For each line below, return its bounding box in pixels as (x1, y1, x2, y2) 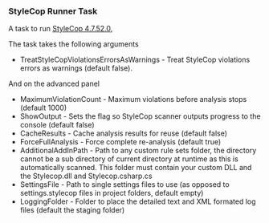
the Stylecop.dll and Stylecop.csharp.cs (19, 171, 153, 181)
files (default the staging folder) (19, 205, 125, 215)
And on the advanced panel (8, 79, 100, 89)
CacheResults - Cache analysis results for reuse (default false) (19, 128, 227, 138)
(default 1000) (19, 103, 67, 113)
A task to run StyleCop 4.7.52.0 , (8, 24, 113, 34)
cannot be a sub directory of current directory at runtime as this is (19, 154, 238, 164)
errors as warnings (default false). (19, 63, 132, 73)
